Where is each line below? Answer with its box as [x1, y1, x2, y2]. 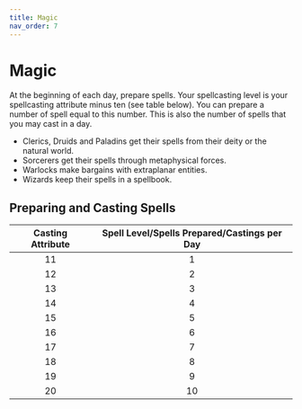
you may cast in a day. [9, 119, 93, 129]
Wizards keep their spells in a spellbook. [22, 174, 173, 185]
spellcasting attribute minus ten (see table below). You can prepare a [9, 100, 265, 111]
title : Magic [9, 13, 58, 22]
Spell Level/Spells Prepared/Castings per [102, 227, 282, 239]
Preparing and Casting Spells [9, 200, 176, 216]
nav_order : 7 [9, 22, 58, 31]
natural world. [22, 146, 75, 156]
